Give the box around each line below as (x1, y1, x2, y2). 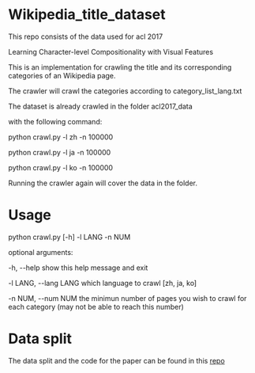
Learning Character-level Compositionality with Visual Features (8, 47, 214, 56)
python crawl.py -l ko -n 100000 (8, 162, 113, 172)
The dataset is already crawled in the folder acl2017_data (8, 101, 193, 111)
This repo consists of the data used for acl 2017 (8, 32, 163, 41)
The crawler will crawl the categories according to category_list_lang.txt (8, 86, 242, 96)
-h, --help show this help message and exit (8, 263, 148, 272)
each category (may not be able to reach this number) (8, 302, 184, 311)
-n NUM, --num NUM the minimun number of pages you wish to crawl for (8, 293, 247, 303)
